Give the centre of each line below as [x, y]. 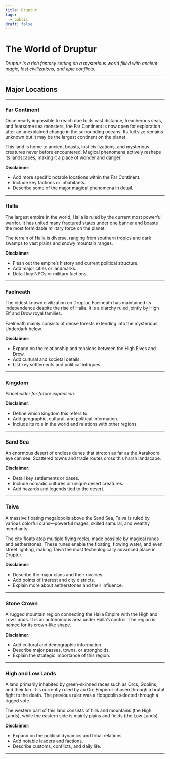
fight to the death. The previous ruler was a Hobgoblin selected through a [82, 695]
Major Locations [31, 89]
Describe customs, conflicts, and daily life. [57, 746]
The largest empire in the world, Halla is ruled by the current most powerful [83, 217]
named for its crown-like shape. [38, 625]
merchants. [17, 528]
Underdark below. [24, 329]
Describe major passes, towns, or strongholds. [61, 650]
